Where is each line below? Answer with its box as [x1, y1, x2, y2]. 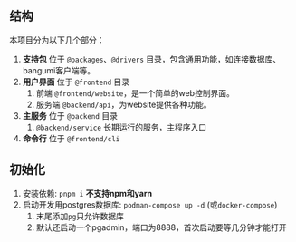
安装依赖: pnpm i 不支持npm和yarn [22, 188, 152, 198]
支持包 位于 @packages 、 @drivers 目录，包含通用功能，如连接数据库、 [22, 53, 282, 64]
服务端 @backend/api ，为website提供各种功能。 [35, 99, 212, 110]
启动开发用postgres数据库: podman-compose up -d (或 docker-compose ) [22, 198, 278, 210]
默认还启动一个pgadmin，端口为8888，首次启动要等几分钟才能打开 [35, 221, 287, 233]
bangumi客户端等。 [22, 64, 96, 75]
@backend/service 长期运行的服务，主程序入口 [35, 121, 207, 132]
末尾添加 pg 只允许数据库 [35, 210, 124, 221]
